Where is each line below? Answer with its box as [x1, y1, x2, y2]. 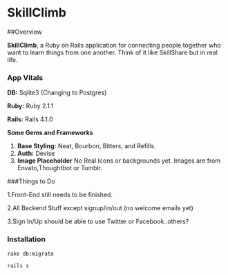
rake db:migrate [7, 250, 54, 257]
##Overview [7, 28, 43, 36]
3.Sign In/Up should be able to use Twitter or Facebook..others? [7, 217, 189, 225]
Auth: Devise [17, 150, 55, 158]
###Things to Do [7, 177, 55, 185]
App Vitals [7, 72, 44, 82]
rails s [7, 262, 30, 269]
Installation [7, 234, 46, 244]
